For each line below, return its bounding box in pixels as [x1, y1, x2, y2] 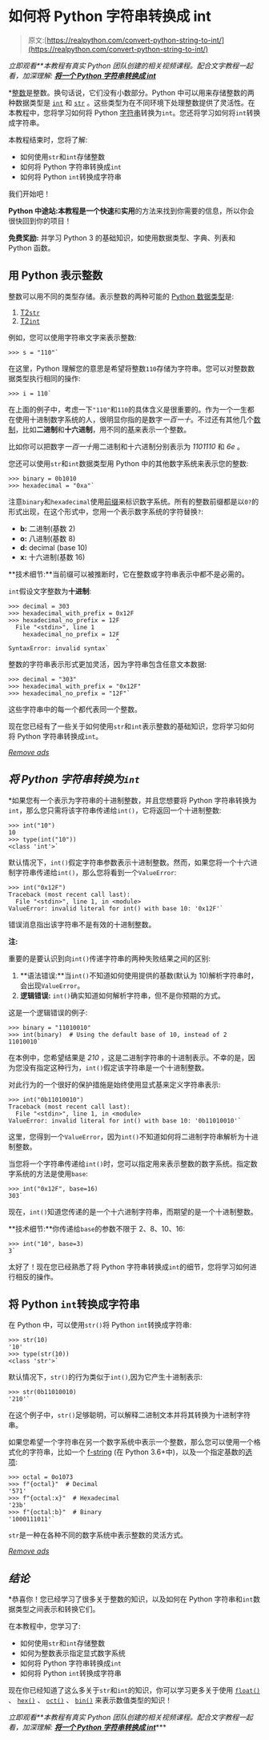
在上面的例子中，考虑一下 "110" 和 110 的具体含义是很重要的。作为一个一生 [8, 404, 248, 414]
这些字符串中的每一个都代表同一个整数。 [8, 704, 142, 713]
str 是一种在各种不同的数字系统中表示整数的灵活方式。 [8, 1530, 188, 1540]
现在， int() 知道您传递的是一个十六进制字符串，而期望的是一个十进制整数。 [8, 1207, 258, 1216]
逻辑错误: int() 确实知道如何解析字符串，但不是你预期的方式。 [19, 991, 226, 1000]
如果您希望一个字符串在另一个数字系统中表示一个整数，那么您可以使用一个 [8, 1437, 254, 1447]
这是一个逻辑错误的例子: [8, 1007, 88, 1017]
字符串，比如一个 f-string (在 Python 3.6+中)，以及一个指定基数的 [29, 1447, 246, 1457]
